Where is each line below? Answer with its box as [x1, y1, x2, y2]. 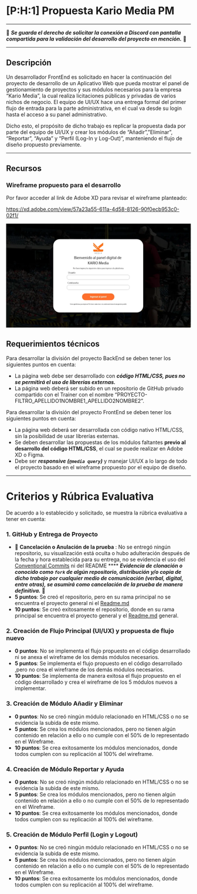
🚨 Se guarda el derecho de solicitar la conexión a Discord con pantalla [6, 29, 181, 36]
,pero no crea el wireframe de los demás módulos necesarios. [14, 666, 164, 673]
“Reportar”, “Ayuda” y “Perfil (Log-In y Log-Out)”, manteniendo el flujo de [6, 135, 183, 142]
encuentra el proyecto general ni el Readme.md [14, 600, 130, 606]
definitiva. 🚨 [14, 587, 46, 594]
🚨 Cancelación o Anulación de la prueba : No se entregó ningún [14, 543, 171, 550]
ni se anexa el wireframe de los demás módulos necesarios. [14, 654, 159, 661]
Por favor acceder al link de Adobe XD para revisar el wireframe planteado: [6, 194, 188, 201]
